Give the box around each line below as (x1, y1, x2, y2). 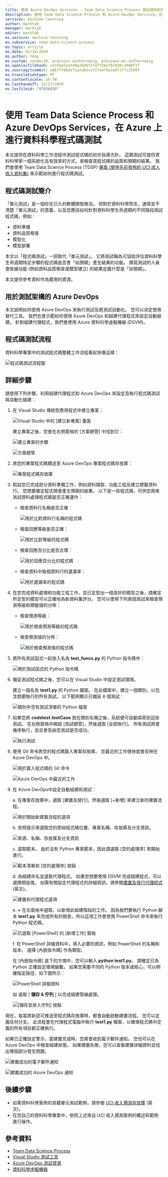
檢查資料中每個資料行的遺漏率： (19, 568, 86, 574)
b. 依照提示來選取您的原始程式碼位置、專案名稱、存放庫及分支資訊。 (12, 824, 154, 830)
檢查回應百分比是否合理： (19, 547, 73, 553)
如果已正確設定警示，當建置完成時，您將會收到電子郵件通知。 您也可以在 (5, 1036, 155, 1042)
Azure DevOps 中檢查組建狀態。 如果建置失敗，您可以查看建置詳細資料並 (5, 1042, 156, 1048)
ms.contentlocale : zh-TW (5, 77, 57, 82)
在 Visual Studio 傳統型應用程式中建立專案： (12, 407, 103, 413)
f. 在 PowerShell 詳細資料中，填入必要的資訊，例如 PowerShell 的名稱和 (12, 941, 160, 947)
